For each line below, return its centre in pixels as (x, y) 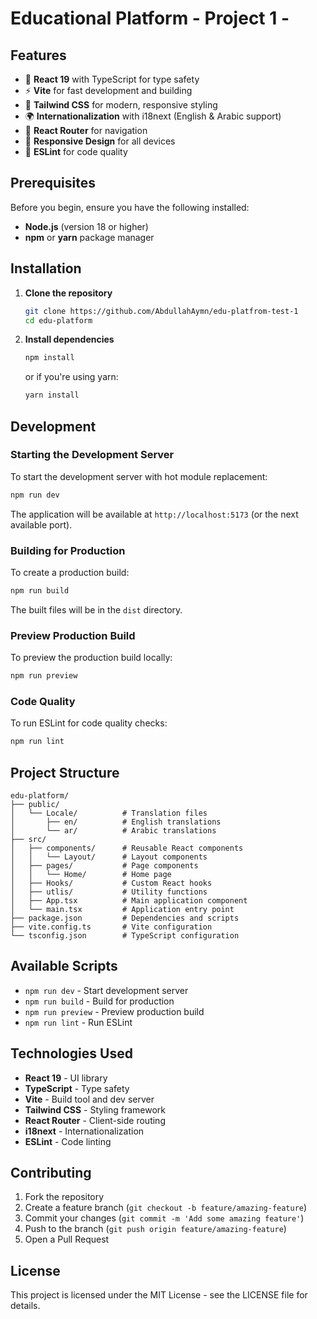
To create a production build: (70, 572)
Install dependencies (69, 339)
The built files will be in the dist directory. (96, 609)
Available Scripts (64, 966)
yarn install (52, 395)
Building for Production (68, 550)
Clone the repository (68, 293)
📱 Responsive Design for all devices (100, 141)
